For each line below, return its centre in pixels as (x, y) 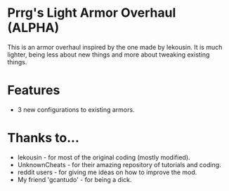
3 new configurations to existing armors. (76, 109)
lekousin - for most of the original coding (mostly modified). (104, 157)
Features (34, 91)
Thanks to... (43, 138)
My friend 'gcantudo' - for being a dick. (74, 179)
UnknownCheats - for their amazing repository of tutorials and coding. (119, 164)
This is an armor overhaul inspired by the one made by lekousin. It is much (115, 47)
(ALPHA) (33, 28)
